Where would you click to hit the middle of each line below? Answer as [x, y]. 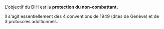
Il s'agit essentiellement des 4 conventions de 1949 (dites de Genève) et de [82, 16]
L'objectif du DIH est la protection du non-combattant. [61, 7]
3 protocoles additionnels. [31, 22]
